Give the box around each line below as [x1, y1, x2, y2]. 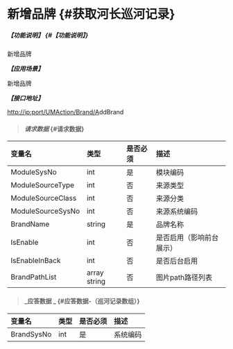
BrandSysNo [10, 329, 52, 339]
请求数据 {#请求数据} [24, 124, 85, 133]
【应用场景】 [7, 65, 44, 73]
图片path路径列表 [155, 273, 213, 282]
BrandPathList [10, 272, 57, 282]
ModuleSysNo [10, 167, 57, 177]
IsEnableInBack [10, 256, 61, 266]
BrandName [10, 219, 50, 229]
